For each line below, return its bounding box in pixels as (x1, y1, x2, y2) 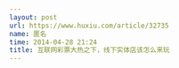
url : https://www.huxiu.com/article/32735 (9, 21, 169, 30)
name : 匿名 (9, 29, 47, 38)
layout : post (9, 12, 58, 22)
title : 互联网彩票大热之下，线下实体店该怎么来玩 (9, 46, 170, 55)
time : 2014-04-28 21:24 (9, 37, 98, 47)
